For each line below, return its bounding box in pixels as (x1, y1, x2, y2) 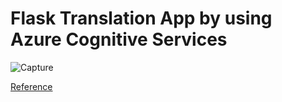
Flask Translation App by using (10, 7, 273, 30)
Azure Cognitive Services (10, 28, 228, 51)
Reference (10, 80, 53, 92)
